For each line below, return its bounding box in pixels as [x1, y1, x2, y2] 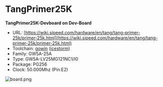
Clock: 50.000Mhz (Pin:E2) [12, 66, 68, 73]
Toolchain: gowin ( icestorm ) [12, 45, 70, 51]
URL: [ [12, 29, 26, 35]
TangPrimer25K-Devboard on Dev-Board [5, 20, 91, 26]
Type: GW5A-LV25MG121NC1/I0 [12, 56, 78, 62]
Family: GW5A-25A [12, 51, 52, 57]
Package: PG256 [12, 61, 47, 67]
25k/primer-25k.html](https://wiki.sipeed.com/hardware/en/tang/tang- [12, 35, 158, 41]
